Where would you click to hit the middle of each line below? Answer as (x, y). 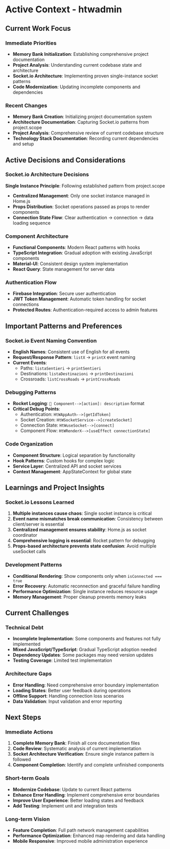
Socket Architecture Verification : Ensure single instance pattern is (83, 754)
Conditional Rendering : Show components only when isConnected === (87, 576)
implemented (27, 644)
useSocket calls (29, 552)
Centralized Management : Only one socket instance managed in (81, 195)
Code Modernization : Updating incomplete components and (76, 87)
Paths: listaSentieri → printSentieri (61, 368)
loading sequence (32, 223)
